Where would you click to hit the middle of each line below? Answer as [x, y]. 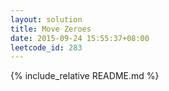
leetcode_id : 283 [46, 47]
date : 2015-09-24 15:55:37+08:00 [80, 38]
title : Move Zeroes [51, 29]
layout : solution [46, 19]
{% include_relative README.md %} [85, 76]
